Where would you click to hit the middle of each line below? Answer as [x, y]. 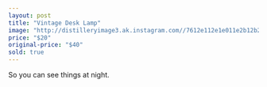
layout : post [30, 15]
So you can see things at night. [59, 75]
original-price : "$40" [46, 45]
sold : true [26, 52]
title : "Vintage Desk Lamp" [55, 23]
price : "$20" [30, 38]
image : [19, 30]
